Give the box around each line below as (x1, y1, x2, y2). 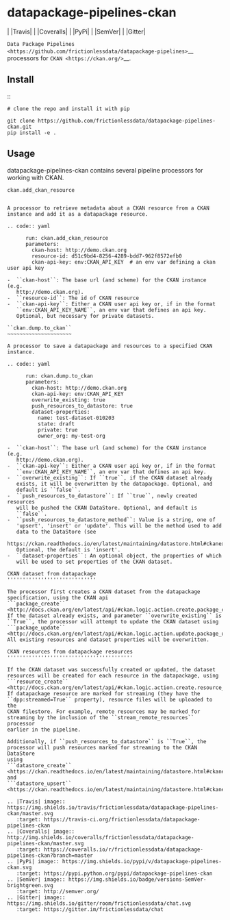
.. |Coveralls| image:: (7, 828, 75, 835)
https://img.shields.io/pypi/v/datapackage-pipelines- (62, 858, 222, 865)
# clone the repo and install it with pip (7, 105, 130, 112)
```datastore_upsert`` (7, 780, 72, 787)
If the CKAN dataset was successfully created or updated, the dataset (7, 666, 216, 673)
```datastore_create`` (7, 762, 72, 769)
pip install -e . (7, 129, 57, 136)
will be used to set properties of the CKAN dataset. (16, 558, 173, 565)
